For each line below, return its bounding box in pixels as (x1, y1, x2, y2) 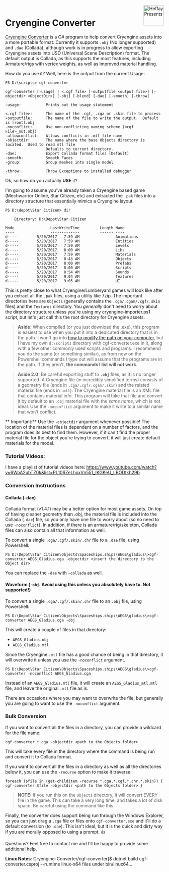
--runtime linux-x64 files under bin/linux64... (40, 861, 133, 867)
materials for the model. (5, 440, 55, 446)
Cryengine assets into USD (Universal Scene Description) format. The (5, 50, 150, 56)
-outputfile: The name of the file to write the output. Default (5, 116, 158, 121)
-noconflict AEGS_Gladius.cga (27, 671, 92, 676)
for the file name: (5, 730, 41, 736)
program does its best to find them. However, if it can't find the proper (5, 429, 151, 435)
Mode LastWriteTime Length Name (5, 225, 125, 230)
